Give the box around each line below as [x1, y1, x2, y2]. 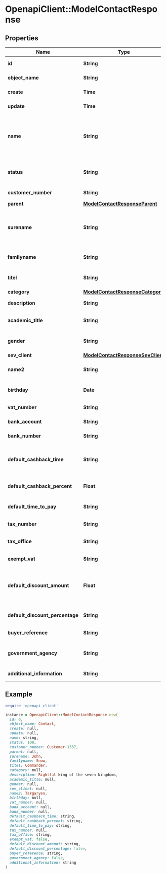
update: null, [9, 731, 39, 736]
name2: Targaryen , [9, 791, 48, 796]
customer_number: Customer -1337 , [9, 744, 79, 749]
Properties [5, 34, 39, 42]
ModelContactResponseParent [83, 200, 157, 207]
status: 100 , [9, 740, 37, 745]
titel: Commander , [9, 763, 48, 768]
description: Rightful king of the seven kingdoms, [9, 772, 119, 778]
